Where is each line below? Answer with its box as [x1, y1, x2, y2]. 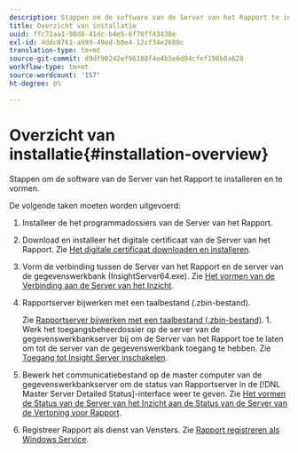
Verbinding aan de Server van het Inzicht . [21, 280, 175, 290]
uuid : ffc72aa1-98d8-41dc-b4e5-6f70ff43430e [9, 29, 176, 38]
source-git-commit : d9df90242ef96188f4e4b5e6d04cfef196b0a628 [9, 54, 244, 63]
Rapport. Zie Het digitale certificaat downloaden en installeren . [21, 243, 251, 254]
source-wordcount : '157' [9, 71, 101, 80]
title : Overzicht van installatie [9, 21, 137, 30]
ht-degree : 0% [9, 79, 62, 88]
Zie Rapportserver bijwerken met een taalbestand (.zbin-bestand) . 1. [21, 314, 272, 325]
